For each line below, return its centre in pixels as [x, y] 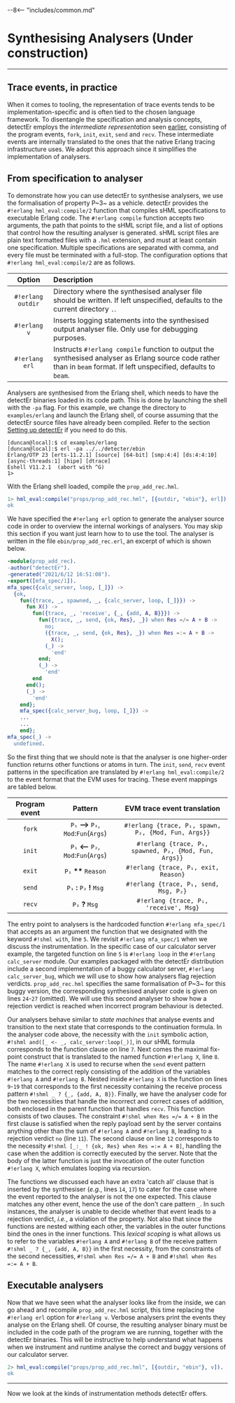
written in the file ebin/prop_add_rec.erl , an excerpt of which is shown [109, 541]
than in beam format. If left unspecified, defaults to [134, 367]
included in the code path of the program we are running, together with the [115, 1332]
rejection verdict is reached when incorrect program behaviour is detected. [115, 1006]
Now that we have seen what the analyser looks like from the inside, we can [116, 1302]
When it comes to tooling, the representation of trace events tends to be [111, 104]
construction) [48, 54]
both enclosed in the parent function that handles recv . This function [106, 1108]
